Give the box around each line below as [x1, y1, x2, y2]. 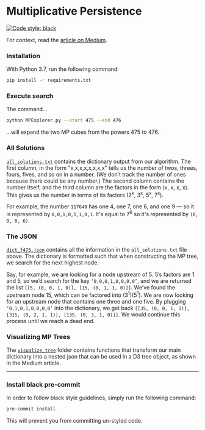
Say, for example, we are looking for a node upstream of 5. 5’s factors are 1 [6, 271, 195, 279]
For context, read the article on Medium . [6, 36, 108, 43]
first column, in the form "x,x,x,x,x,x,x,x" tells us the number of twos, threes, [6, 164, 198, 172]
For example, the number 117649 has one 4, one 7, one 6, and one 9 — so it [6, 203, 194, 210]
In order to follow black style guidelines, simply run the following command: [6, 394, 196, 401]
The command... [6, 106, 48, 113]
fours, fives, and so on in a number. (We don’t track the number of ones [6, 170, 186, 178]
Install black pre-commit [6, 381, 81, 389]
